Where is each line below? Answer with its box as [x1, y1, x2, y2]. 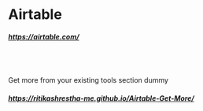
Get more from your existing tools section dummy [8, 76, 169, 85]
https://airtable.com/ [8, 31, 80, 41]
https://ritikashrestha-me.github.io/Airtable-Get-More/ [8, 93, 194, 103]
